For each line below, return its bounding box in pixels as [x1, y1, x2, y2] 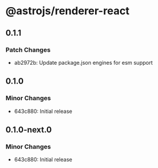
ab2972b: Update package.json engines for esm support [14, 59, 153, 66]
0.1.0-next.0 [5, 125, 52, 135]
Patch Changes [5, 46, 51, 54]
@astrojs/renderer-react [5, 4, 130, 18]
